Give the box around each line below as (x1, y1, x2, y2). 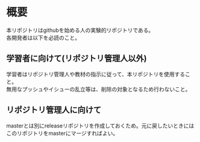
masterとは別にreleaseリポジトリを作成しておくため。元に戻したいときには (6, 122, 195, 129)
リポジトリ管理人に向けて (6, 105, 101, 115)
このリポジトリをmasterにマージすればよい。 (6, 129, 119, 137)
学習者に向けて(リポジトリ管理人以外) (6, 54, 147, 64)
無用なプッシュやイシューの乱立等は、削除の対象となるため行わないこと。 (6, 85, 191, 93)
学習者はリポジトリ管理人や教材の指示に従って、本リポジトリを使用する (6, 70, 186, 78)
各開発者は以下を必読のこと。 (6, 34, 80, 41)
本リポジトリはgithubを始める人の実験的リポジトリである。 (6, 26, 154, 34)
